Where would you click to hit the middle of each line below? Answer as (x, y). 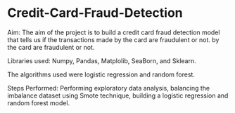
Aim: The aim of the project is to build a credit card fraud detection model (114, 32)
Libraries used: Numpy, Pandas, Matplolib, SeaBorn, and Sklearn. (102, 60)
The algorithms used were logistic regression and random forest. (101, 74)
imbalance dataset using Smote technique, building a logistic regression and (118, 95)
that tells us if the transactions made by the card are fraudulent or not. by (113, 39)
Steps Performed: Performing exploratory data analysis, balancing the (109, 88)
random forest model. (39, 102)
